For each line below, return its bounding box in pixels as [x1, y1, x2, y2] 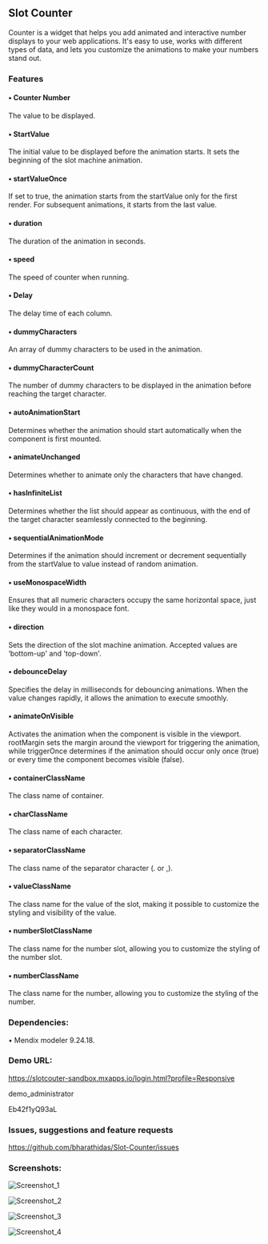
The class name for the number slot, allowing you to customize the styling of [8, 944, 261, 953]
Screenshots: [8, 1162, 62, 1174]
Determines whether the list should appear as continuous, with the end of [8, 506, 250, 516]
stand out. [8, 53, 42, 62]
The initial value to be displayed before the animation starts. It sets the [8, 147, 240, 157]
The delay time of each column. [8, 308, 113, 318]
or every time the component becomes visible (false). [8, 754, 185, 764]
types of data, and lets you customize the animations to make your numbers [8, 44, 258, 54]
